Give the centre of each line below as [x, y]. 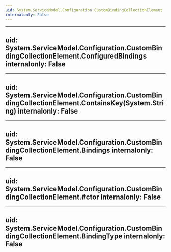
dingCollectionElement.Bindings [58, 150]
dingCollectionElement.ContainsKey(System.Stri [84, 103]
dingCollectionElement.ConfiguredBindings [76, 56]
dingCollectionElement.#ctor [52, 197]
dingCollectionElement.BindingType [64, 236]
